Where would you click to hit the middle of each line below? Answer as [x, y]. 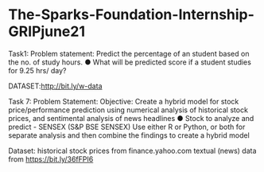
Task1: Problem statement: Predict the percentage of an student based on [129, 53]
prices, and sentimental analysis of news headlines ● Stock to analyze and [131, 118]
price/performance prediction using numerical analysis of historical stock [128, 110]
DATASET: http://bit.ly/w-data [55, 86]
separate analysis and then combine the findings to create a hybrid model [129, 135]
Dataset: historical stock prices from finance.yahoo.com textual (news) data [132, 150]
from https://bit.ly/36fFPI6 [51, 159]
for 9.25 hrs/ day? [37, 70]
